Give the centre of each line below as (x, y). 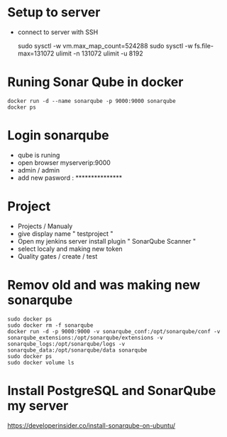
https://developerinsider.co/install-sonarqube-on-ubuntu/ (92, 425)
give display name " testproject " (65, 233)
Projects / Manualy (45, 226)
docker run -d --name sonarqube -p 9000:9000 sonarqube (92, 101)
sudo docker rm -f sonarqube (50, 325)
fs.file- (204, 45)
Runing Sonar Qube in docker (95, 82)
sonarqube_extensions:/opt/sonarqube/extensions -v (85, 338)
